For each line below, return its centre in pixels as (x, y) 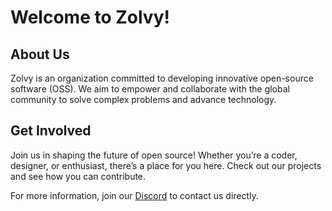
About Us (40, 54)
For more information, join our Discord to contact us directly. (134, 195)
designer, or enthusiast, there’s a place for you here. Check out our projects (166, 165)
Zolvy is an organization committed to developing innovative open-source (162, 78)
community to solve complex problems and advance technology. (143, 99)
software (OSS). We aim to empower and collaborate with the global (150, 89)
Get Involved (51, 131)
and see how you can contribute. (78, 176)
